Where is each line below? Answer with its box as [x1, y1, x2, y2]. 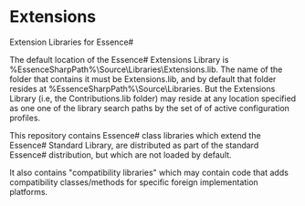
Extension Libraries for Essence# [9, 36, 134, 47]
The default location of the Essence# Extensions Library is [9, 54, 229, 65]
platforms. [9, 186, 48, 197]
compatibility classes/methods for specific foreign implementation [9, 176, 258, 188]
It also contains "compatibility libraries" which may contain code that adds [9, 167, 289, 178]
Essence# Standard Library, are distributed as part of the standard [9, 139, 259, 150]
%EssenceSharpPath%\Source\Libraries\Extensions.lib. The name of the [9, 64, 283, 75]
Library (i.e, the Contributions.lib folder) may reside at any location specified [9, 93, 297, 104]
